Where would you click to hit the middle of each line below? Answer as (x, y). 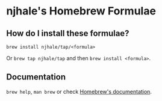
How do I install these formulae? (68, 33)
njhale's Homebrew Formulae (81, 11)
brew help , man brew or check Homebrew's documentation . (79, 91)
